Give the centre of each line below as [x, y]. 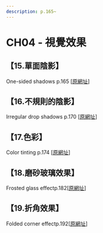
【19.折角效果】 [35, 209]
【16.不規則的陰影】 [43, 101]
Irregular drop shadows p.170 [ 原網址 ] [52, 117]
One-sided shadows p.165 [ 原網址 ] [48, 81]
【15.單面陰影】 [35, 66]
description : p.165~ [31, 11]
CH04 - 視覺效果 [46, 42]
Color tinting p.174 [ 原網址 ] [38, 152]
